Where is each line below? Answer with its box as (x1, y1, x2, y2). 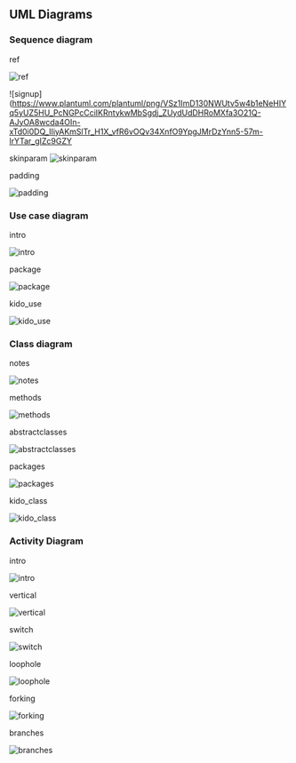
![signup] (9, 88, 43, 99)
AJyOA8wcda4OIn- (9, 116, 81, 127)
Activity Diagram (9, 535, 84, 547)
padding (9, 170, 40, 180)
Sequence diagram (9, 34, 93, 46)
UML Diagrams (9, 7, 93, 22)
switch (9, 624, 34, 634)
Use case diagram (9, 209, 89, 221)
